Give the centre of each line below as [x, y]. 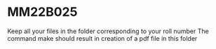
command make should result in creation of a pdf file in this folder [102, 38]
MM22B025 [42, 12]
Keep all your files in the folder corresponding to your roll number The [108, 31]
